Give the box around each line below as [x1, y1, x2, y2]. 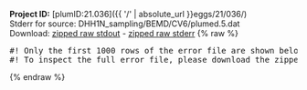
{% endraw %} [9, 72, 66, 82]
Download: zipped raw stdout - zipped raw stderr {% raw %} [9, 28, 239, 38]
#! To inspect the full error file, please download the [9, 55, 270, 65]
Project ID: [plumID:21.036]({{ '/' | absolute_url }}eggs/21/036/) [9, 9, 248, 19]
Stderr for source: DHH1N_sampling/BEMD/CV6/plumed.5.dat [9, 18, 240, 29]
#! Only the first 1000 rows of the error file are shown [9, 45, 275, 55]
